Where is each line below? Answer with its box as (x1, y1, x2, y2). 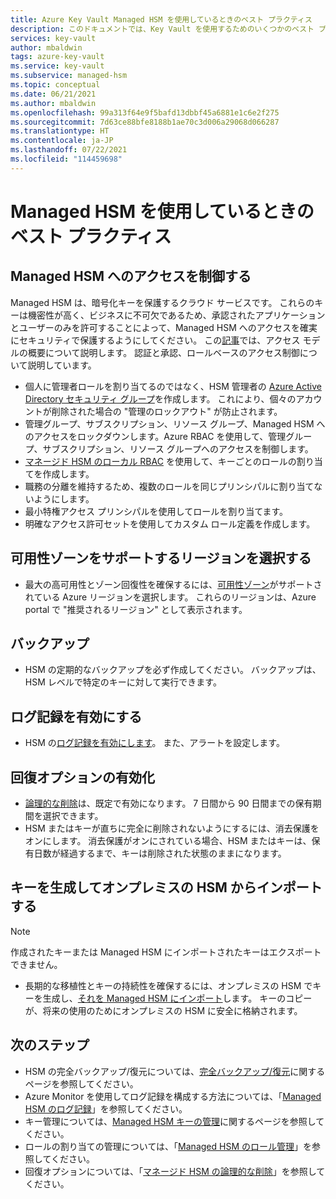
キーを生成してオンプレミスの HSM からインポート (10, 879, 323, 896)
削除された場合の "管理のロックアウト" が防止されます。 (51, 405, 283, 417)
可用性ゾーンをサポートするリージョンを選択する (10, 550, 312, 567)
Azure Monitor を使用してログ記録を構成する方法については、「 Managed (24, 1090, 322, 1102)
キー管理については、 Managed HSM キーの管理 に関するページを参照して (24, 1115, 325, 1127)
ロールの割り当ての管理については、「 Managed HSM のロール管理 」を (24, 1140, 312, 1152)
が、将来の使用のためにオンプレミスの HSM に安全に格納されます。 (24, 1004, 303, 1016)
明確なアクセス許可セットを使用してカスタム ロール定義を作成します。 (24, 517, 316, 530)
